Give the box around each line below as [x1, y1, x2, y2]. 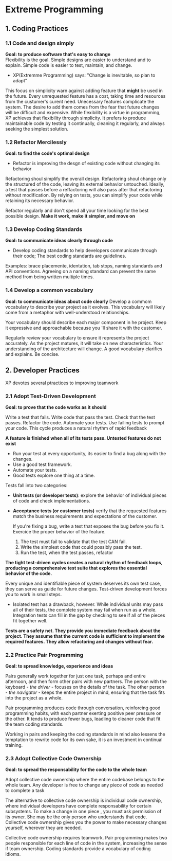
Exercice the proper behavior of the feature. [12, 528, 106, 534]
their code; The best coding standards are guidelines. [12, 253, 127, 259]
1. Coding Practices [5, 24, 68, 33]
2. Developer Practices [5, 366, 80, 375]
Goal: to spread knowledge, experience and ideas [5, 663, 113, 669]
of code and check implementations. [12, 497, 91, 504]
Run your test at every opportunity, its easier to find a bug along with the [12, 450, 166, 456]
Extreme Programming [5, 4, 104, 15]
